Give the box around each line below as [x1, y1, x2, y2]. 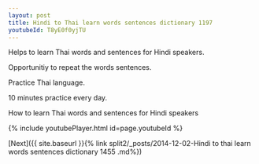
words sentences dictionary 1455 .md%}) [8, 147, 142, 157]
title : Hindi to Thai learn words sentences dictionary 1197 [8, 19, 213, 27]
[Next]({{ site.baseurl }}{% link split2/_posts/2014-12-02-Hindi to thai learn [8, 139, 252, 148]
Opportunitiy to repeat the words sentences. [8, 63, 152, 72]
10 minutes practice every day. [8, 93, 108, 103]
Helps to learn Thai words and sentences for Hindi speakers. [8, 48, 205, 57]
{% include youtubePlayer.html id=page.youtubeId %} [8, 123, 183, 133]
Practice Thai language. [8, 78, 85, 87]
